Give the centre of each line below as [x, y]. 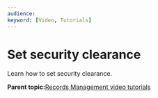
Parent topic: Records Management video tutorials [79, 87]
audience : [22, 14]
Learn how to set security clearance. [60, 74]
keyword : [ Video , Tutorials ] [49, 20]
